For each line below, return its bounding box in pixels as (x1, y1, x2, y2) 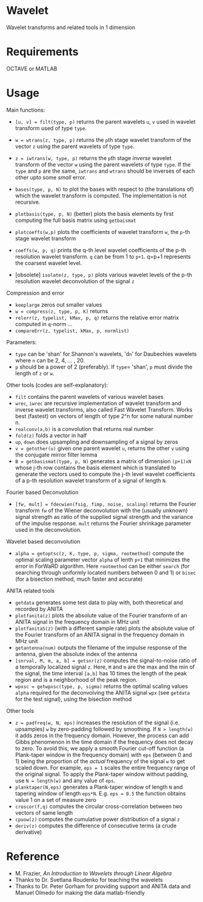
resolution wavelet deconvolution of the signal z (15, 277, 135, 285)
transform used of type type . (15, 124, 87, 132)
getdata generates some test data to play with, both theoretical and (15, 598, 183, 606)
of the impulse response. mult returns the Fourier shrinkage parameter (15, 519, 191, 527)
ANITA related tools (6, 587, 55, 594)
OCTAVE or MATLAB (6, 65, 58, 72)
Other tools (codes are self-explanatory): (6, 381, 108, 389)
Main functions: (6, 106, 45, 113)
